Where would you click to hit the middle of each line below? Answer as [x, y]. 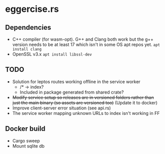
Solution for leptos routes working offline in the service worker [76, 81]
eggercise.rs [32, 9]
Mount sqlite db [28, 146]
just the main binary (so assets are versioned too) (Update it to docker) [85, 103]
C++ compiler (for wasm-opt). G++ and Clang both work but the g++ [83, 39]
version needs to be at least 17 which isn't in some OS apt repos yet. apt [86, 45]
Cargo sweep [26, 141]
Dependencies [28, 27]
